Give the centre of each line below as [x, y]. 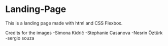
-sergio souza [20, 38]
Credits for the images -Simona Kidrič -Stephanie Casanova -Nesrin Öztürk [84, 32]
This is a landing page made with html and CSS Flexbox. [64, 23]
